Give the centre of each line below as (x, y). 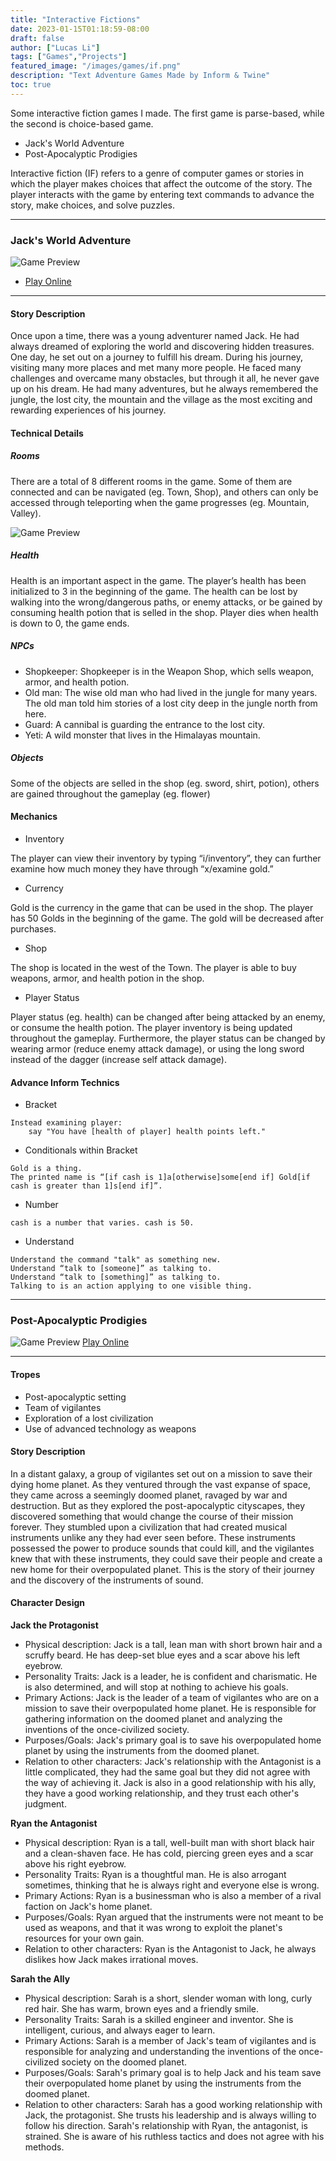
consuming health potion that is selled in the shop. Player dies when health (164, 612)
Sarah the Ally (40, 1979)
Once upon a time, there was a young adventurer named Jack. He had (155, 336)
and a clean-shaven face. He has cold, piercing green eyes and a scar (169, 1853)
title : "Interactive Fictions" (75, 19)
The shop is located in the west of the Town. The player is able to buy (153, 967)
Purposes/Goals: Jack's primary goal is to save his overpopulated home (173, 1740)
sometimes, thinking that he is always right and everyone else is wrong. (172, 1885)
